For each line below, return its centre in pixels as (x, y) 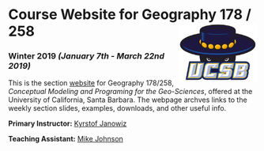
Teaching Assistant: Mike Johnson (66, 139)
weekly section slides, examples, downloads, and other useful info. (117, 108)
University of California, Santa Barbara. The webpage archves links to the (128, 100)
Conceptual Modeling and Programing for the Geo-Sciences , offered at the (130, 92)
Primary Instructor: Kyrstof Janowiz (68, 123)
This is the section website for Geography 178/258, (91, 83)
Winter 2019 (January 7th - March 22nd (86, 56)
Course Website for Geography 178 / (130, 15)
